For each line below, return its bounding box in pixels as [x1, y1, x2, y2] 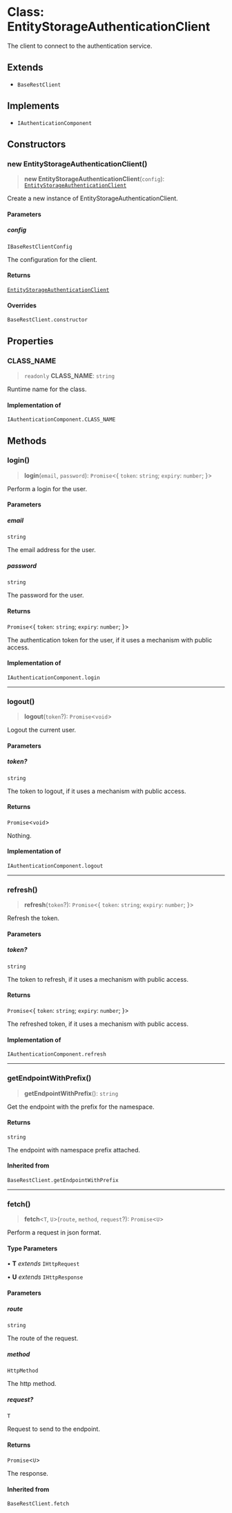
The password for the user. [7, 591, 84, 600]
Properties [7, 335, 54, 347]
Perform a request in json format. [7, 1228, 101, 1237]
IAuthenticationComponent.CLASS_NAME [7, 416, 116, 424]
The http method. [7, 1380, 57, 1387]
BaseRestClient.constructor [7, 316, 88, 323]
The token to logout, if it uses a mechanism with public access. [7, 787, 186, 795]
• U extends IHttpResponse [7, 1273, 84, 1282]
